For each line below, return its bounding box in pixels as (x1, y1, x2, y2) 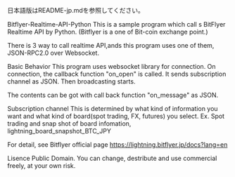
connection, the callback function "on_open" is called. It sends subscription (7, 70, 227, 78)
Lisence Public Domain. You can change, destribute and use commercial (7, 154, 217, 162)
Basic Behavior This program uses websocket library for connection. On (7, 63, 216, 70)
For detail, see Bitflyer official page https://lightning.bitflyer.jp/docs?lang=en (7, 140, 228, 149)
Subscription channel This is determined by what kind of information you (7, 105, 218, 112)
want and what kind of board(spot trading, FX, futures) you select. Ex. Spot (7, 112, 225, 120)
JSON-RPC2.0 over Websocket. (7, 48, 100, 57)
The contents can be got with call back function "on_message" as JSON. (7, 91, 219, 99)
